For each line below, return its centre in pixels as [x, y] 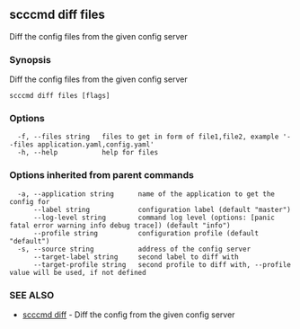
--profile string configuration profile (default [146, 233]
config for [30, 201]
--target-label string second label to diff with [136, 257]
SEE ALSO [32, 295]
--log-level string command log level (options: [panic [154, 218]
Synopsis [30, 59]
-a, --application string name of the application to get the [146, 194]
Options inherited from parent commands [102, 175]
